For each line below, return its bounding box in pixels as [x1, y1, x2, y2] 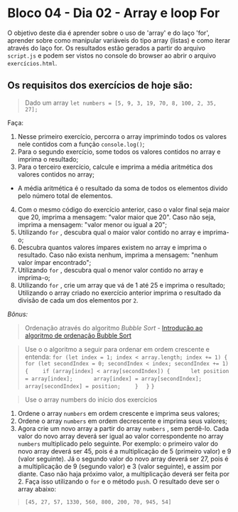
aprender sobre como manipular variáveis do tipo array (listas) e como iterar [7, 36, 231, 44]
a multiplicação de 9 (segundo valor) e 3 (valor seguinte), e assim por [17, 461, 222, 471]
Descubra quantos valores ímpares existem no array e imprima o [17, 243, 207, 251]
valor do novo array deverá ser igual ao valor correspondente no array [17, 432, 224, 440]
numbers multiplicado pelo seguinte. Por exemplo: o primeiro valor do [17, 439, 219, 448]
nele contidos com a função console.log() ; [17, 140, 145, 148]
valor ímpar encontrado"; [17, 258, 92, 266]
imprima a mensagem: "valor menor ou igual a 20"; [17, 220, 168, 229]
